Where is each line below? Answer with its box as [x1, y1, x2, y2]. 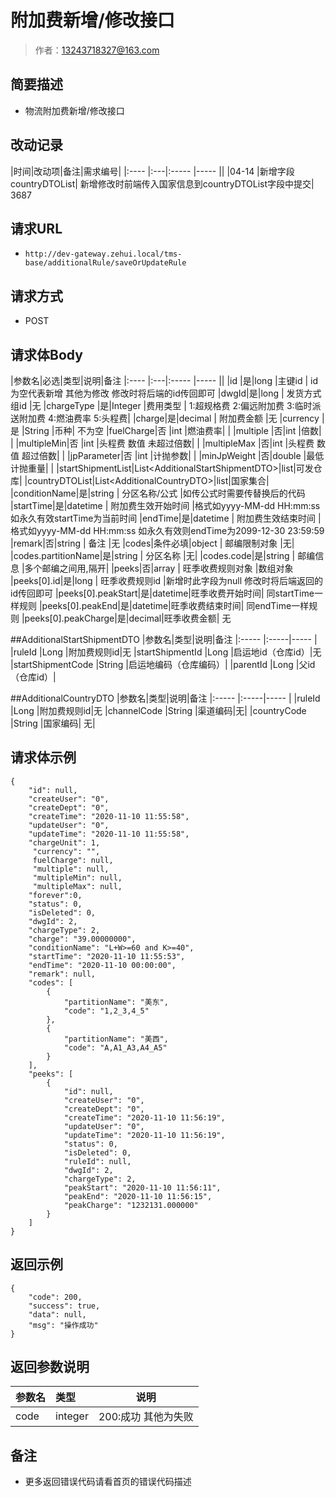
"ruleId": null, [63, 1156, 132, 1166]
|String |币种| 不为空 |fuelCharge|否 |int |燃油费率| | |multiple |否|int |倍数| [21, 425, 322, 436]
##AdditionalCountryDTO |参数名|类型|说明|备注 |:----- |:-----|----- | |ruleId [10, 692, 321, 704]
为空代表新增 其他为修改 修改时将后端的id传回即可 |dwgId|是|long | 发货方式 [10, 387, 322, 399]
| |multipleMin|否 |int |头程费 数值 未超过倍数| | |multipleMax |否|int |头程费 [10, 437, 315, 449]
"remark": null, [28, 969, 97, 979]
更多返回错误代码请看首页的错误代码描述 [24, 1476, 192, 1488]
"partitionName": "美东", [63, 997, 169, 1007]
